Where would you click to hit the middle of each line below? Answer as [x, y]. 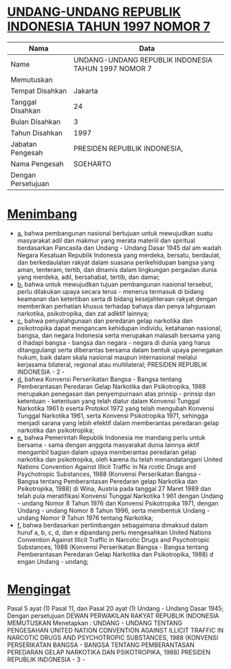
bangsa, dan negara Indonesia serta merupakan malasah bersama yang [119, 335]
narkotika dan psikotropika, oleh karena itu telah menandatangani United [120, 459]
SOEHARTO [92, 163]
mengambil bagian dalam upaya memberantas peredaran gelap [107, 452]
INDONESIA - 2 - [41, 372]
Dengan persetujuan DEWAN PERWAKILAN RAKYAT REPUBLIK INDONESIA [113, 615]
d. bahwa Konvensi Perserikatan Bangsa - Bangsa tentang [99, 379]
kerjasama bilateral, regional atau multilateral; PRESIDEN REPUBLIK [112, 364]
